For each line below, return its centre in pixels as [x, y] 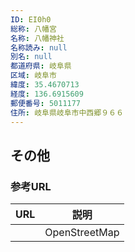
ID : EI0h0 [31, 19]
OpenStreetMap [82, 233]
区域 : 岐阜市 [33, 76]
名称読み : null [39, 47]
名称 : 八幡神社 [37, 38]
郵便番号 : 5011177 [46, 103]
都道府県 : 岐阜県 [41, 66]
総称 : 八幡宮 [33, 29]
